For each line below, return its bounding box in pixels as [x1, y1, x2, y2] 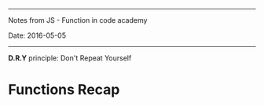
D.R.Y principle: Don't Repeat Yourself [8, 53, 132, 63]
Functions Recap [8, 81, 120, 99]
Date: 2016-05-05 [8, 31, 67, 40]
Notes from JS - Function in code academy [8, 16, 148, 24]
